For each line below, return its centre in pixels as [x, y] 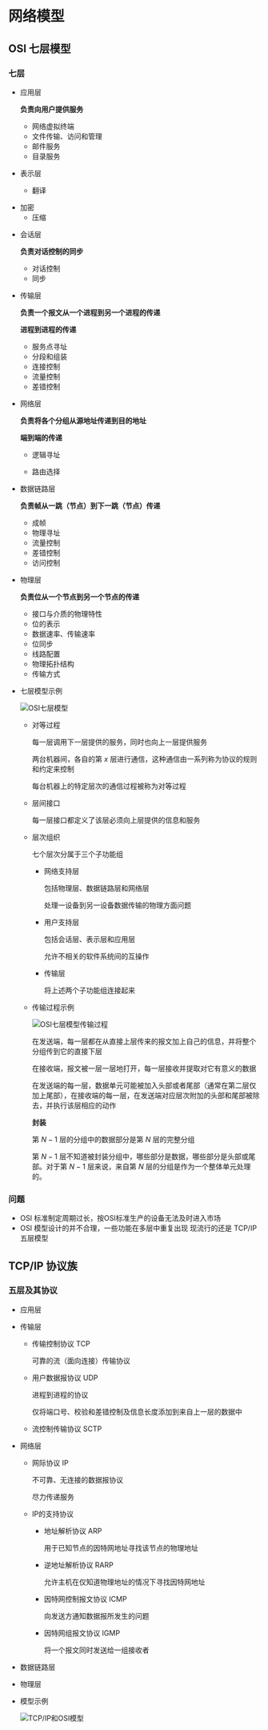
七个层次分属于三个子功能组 [78, 854]
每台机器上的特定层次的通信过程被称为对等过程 [109, 786]
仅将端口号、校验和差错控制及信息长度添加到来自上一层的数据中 [137, 1411]
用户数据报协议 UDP [65, 1378]
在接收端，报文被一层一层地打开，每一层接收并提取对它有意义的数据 [144, 1068]
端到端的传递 [41, 437]
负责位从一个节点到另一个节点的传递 [80, 597]
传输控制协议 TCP [61, 1343]
